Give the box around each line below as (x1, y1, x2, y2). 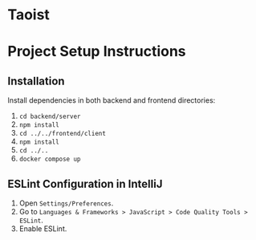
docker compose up (18, 155, 81, 164)
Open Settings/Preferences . (18, 198, 114, 208)
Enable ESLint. (18, 224, 67, 234)
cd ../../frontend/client (18, 130, 106, 138)
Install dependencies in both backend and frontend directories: (7, 96, 216, 105)
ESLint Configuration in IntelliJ (7, 177, 163, 190)
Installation (7, 74, 65, 87)
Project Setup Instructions (7, 43, 186, 61)
